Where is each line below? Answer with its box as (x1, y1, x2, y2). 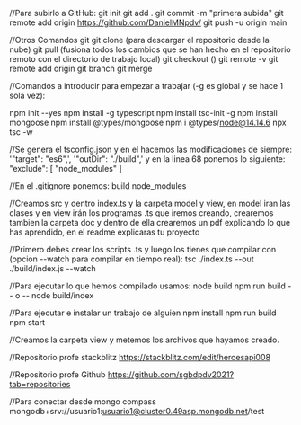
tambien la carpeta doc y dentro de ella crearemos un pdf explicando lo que (9, 217, 290, 227)
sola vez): (9, 90, 46, 101)
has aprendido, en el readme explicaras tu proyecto (9, 226, 200, 237)
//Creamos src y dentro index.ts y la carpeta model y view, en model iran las (9, 198, 291, 208)
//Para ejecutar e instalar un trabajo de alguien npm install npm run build (9, 307, 277, 318)
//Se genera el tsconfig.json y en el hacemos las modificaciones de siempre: (9, 144, 292, 155)
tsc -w (9, 127, 33, 137)
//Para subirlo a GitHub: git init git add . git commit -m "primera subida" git (9, 8, 285, 18)
